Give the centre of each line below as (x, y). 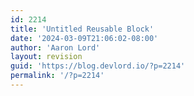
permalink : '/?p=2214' (57, 76)
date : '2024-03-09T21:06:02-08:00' (84, 38)
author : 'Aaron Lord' (55, 47)
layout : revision (46, 57)
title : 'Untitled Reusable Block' (82, 29)
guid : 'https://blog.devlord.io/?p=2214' (98, 66)
